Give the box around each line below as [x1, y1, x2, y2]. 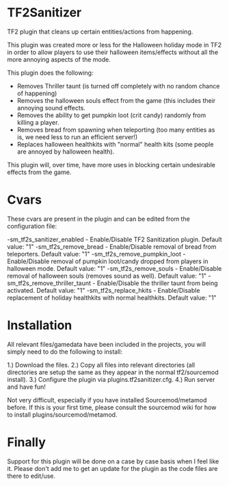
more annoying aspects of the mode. [7, 55, 111, 63]
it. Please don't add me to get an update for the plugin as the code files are [7, 464, 218, 472]
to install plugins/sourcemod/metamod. [7, 410, 118, 419]
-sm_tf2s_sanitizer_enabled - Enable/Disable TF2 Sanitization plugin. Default [7, 235, 222, 243]
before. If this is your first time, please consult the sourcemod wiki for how [7, 403, 217, 411]
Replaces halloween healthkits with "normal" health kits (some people [16, 140, 214, 148]
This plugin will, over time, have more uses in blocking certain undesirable [7, 160, 215, 169]
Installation [7, 317, 72, 333]
